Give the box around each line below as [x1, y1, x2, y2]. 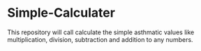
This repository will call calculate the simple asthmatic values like [7, 28, 195, 36]
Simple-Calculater [7, 5, 115, 21]
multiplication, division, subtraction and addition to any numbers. [7, 35, 193, 43]
